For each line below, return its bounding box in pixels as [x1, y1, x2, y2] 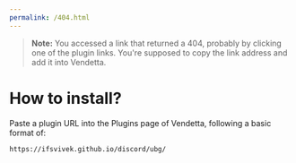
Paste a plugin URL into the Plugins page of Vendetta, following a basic [9, 117, 272, 128]
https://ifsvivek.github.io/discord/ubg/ [9, 144, 167, 153]
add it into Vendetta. [30, 56, 107, 67]
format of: [9, 127, 47, 138]
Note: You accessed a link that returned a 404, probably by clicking [30, 38, 283, 48]
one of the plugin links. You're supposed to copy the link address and [30, 47, 288, 58]
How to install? [9, 88, 123, 108]
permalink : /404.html [9, 13, 91, 22]
